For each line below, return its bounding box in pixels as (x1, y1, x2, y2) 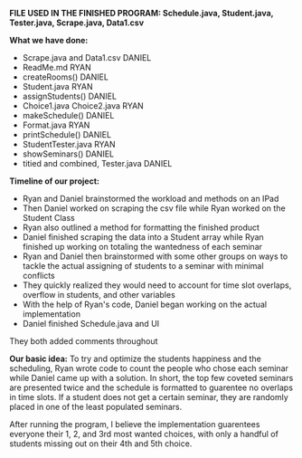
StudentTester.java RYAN (22, 139, 116, 149)
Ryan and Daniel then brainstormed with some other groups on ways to (22, 251, 288, 262)
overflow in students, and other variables (22, 290, 176, 300)
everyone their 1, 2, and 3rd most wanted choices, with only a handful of (9, 429, 278, 439)
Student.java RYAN (22, 81, 93, 91)
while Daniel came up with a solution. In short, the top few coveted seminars (9, 373, 294, 383)
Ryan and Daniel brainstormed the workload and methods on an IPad (22, 194, 279, 204)
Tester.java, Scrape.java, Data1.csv (9, 17, 145, 28)
